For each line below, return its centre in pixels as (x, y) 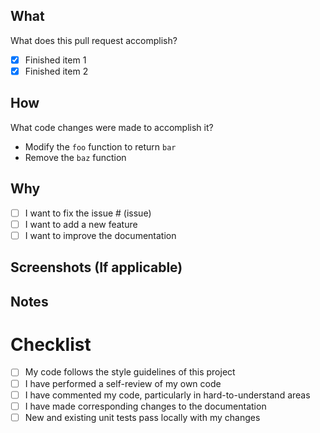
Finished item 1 (55, 60)
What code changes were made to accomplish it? (112, 127)
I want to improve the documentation (100, 235)
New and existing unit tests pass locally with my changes (142, 417)
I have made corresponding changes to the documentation (145, 406)
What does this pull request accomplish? (94, 40)
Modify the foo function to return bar (100, 146)
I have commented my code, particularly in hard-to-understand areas (167, 395)
